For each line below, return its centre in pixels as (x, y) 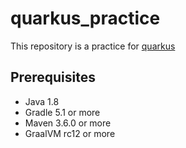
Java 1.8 (42, 101)
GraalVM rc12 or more (70, 133)
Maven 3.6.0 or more (68, 123)
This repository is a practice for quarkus (93, 46)
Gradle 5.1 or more (62, 112)
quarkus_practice (85, 18)
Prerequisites (53, 77)
